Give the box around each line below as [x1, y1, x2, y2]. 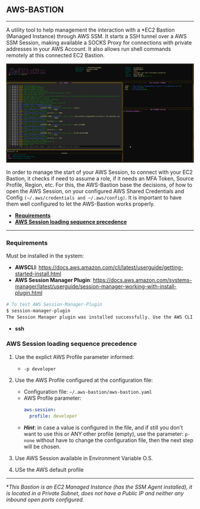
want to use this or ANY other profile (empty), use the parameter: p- [23, 430, 190, 437]
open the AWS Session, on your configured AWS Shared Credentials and [6, 188, 185, 195]
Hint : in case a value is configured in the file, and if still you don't [23, 424, 183, 431]
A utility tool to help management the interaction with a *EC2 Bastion [6, 26, 175, 33]
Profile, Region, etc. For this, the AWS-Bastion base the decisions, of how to [6, 181, 192, 188]
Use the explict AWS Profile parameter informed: [14, 353, 135, 360]
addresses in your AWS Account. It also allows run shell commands [6, 45, 171, 53]
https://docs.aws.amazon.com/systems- [92, 276, 192, 283]
